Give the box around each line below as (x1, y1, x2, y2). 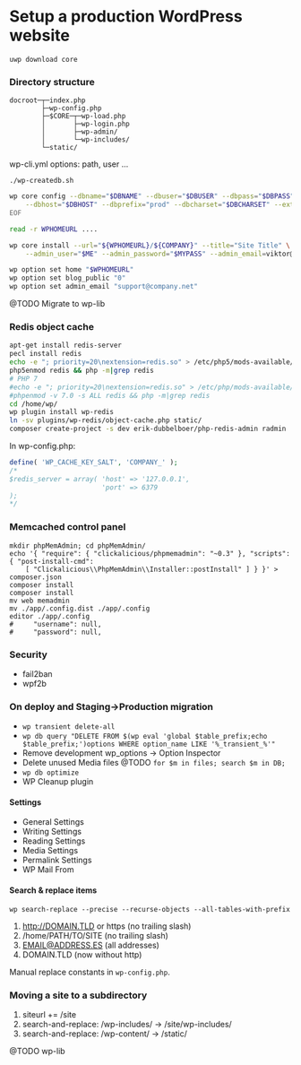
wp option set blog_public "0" (9, 273, 126, 283)
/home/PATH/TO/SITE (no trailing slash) (21, 930, 168, 940)
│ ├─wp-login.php (41, 119, 130, 129)
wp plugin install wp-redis (9, 408, 115, 417)
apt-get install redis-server (9, 341, 123, 351)
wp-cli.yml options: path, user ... (9, 159, 129, 169)
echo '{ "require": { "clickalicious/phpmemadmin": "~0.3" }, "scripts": (9, 549, 291, 558)
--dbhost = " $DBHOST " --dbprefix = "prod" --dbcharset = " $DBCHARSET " (25, 200, 271, 210)
